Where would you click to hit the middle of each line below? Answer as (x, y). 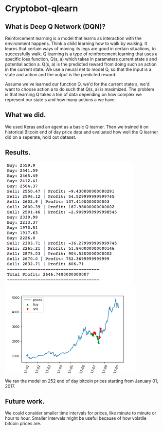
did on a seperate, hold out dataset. (41, 137)
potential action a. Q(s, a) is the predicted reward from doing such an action (81, 64)
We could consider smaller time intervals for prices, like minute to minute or (81, 413)
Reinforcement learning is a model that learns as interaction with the (73, 38)
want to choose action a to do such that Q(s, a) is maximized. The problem (80, 89)
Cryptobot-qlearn (42, 9)
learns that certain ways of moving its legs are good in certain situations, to (81, 49)
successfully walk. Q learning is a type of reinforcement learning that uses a (81, 54)
